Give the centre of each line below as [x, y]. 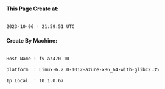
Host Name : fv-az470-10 [38, 59]
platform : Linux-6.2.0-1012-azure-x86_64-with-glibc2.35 [83, 70]
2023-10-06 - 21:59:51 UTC [40, 27]
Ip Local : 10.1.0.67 [35, 81]
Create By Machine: [32, 40]
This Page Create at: [33, 9]
